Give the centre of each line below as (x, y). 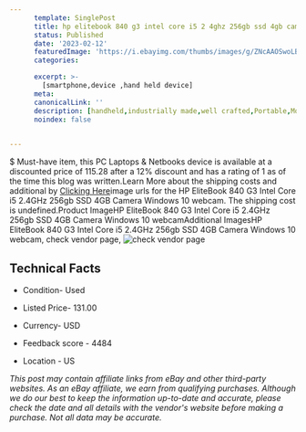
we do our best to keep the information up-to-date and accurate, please (145, 397)
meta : (44, 94)
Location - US (49, 361)
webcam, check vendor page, (65, 239)
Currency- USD (51, 325)
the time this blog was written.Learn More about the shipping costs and (143, 181)
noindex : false (62, 120)
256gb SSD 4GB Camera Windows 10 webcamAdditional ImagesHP (136, 220)
